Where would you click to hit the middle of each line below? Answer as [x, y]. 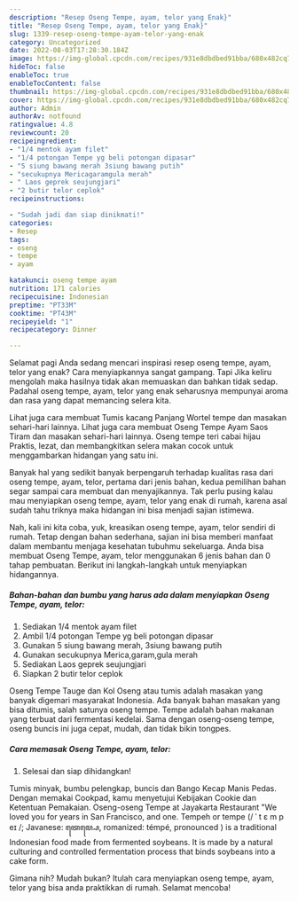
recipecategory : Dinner [53, 330]
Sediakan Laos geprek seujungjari [84, 664]
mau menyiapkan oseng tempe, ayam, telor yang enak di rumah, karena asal [149, 501]
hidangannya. [34, 575]
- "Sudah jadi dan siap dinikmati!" [77, 215]
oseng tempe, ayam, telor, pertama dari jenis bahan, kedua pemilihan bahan [148, 482]
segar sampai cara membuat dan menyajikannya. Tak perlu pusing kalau [141, 491]
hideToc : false [37, 67]
